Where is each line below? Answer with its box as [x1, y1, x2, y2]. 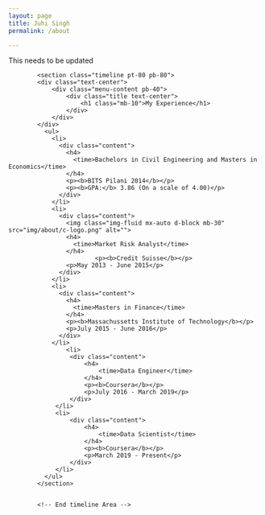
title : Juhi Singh [8, 19, 70, 27]
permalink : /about [8, 27, 70, 35]
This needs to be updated [8, 56, 94, 65]
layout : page [8, 11, 52, 20]
